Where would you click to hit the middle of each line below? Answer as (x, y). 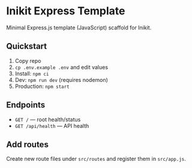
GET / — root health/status (48, 119)
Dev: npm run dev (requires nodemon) (61, 80)
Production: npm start (42, 86)
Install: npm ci (32, 74)
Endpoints (26, 105)
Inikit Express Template (66, 11)
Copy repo (28, 60)
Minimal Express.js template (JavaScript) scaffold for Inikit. (79, 28)
